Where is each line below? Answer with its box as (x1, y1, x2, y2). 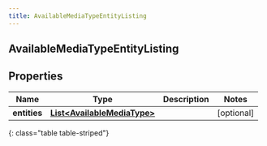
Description (162, 93, 209, 105)
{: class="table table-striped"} (8, 127, 110, 138)
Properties (8, 70, 63, 84)
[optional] (217, 107, 255, 118)
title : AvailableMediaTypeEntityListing (8, 11, 148, 20)
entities (12, 107, 43, 118)
